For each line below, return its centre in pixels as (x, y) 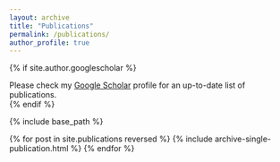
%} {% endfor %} (102, 149)
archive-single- (242, 139)
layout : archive (39, 17)
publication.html (39, 149)
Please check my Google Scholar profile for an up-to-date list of (127, 85)
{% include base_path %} (56, 122)
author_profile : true (50, 43)
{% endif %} (32, 105)
